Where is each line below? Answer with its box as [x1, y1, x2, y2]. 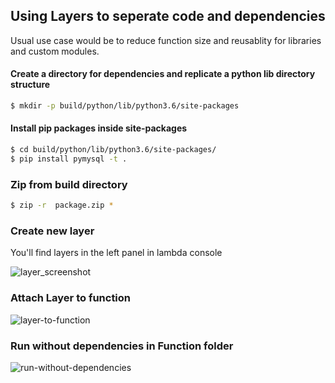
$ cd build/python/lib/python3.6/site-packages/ [10, 145, 217, 155]
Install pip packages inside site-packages [10, 122, 188, 134]
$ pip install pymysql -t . [10, 154, 128, 164]
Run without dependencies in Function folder [10, 339, 234, 353]
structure [10, 79, 51, 91]
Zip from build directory [10, 177, 128, 191]
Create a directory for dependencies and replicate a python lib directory [10, 68, 316, 80]
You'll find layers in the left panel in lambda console [10, 247, 223, 259]
